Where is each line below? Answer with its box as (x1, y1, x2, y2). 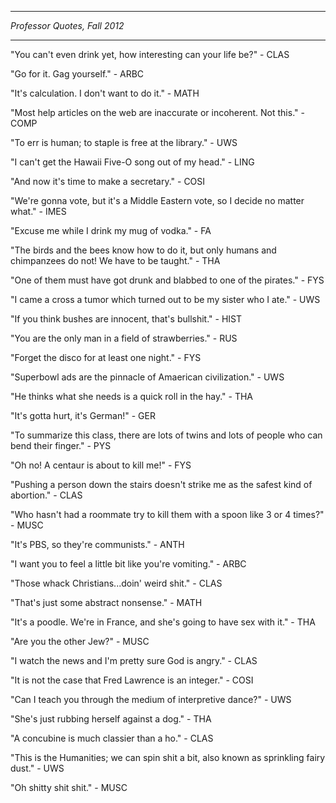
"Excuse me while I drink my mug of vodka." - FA (10, 225, 212, 236)
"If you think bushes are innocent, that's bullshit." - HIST (10, 313, 242, 325)
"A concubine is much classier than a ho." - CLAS (10, 732, 214, 744)
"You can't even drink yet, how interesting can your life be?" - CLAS (10, 49, 290, 60)
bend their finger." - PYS (10, 440, 112, 451)
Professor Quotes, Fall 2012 (10, 20, 125, 31)
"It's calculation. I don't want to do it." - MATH (10, 87, 200, 99)
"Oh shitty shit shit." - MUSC (10, 782, 128, 793)
